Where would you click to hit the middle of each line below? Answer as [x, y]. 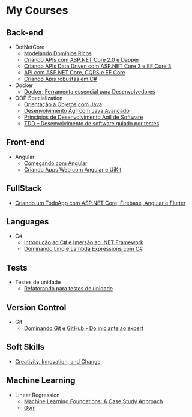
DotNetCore [30, 47]
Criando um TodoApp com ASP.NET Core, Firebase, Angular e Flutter [100, 203]
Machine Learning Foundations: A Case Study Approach [93, 401]
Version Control [36, 307]
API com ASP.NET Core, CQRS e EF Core [74, 72]
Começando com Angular [55, 163]
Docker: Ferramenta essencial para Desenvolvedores [89, 91]
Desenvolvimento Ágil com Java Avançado [77, 111]
